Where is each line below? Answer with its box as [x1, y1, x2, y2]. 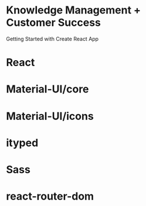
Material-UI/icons [6, 109, 94, 123]
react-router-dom [6, 190, 94, 203]
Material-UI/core [6, 83, 89, 96]
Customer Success [6, 16, 101, 29]
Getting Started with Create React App [6, 35, 99, 42]
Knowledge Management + [6, 4, 141, 17]
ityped [6, 136, 39, 149]
